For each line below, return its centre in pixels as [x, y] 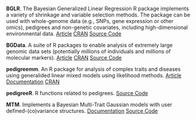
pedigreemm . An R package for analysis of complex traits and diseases [94, 69]
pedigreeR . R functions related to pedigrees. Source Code [77, 93]
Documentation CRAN [33, 82]
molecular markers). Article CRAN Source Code [64, 58]
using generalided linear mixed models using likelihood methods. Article [94, 75]
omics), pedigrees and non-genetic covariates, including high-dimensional [97, 27]
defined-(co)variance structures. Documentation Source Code [82, 111]
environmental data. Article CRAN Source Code [64, 34]
